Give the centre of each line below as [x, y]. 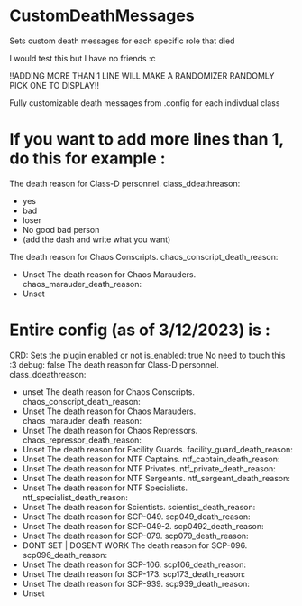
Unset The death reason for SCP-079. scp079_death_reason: [136, 536]
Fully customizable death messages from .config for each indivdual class [145, 103]
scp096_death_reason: [65, 555]
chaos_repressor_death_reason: [82, 440]
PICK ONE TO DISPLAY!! [55, 85]
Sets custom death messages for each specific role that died [122, 41]
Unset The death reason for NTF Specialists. [105, 488]
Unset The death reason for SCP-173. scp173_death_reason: [134, 573]
